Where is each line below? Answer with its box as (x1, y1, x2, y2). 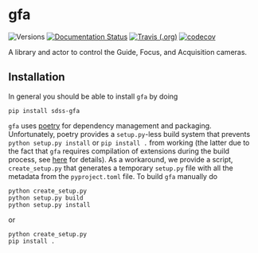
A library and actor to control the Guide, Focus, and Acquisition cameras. (8, 47, 248, 56)
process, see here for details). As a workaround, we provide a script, (8, 154, 233, 164)
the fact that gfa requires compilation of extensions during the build (8, 146, 229, 156)
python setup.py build (8, 193, 84, 202)
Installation (8, 70, 65, 84)
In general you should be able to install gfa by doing (8, 91, 178, 101)
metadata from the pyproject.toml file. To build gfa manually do (8, 171, 217, 181)
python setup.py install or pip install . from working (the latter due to (8, 138, 250, 147)
